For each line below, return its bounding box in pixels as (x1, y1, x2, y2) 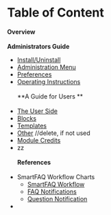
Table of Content (7, 5, 105, 21)
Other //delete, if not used (16, 129, 90, 137)
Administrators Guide (7, 42, 70, 50)
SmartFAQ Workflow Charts (16, 172, 95, 181)
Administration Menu (16, 63, 77, 71)
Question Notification (27, 194, 88, 203)
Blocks (16, 114, 36, 122)
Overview (7, 28, 36, 36)
